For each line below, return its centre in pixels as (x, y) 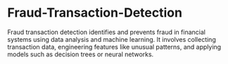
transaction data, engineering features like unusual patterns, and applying (114, 47)
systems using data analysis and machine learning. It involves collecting (112, 39)
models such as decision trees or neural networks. (81, 54)
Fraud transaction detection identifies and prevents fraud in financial (107, 32)
